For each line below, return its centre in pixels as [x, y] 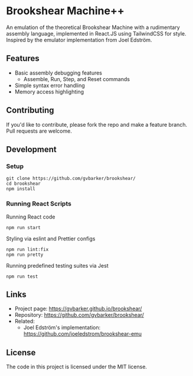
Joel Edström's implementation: [62, 327]
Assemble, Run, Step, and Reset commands [76, 79]
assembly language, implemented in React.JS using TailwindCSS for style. [97, 33]
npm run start [24, 227]
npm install [21, 189]
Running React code [31, 217]
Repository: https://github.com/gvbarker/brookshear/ [79, 315]
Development [32, 149]
